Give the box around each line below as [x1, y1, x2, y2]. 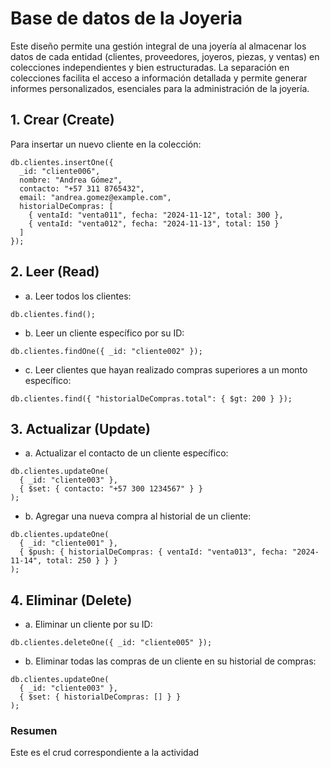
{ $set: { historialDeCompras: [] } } [19, 692, 182, 702]
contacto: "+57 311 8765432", [19, 183, 145, 194]
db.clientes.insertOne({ [10, 157, 114, 167]
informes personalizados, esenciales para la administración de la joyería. [10, 82, 310, 94]
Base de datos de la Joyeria [10, 7, 243, 30]
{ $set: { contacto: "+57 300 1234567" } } [19, 484, 203, 494]
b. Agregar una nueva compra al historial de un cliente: [24, 510, 252, 522]
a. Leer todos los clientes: [24, 290, 132, 302]
